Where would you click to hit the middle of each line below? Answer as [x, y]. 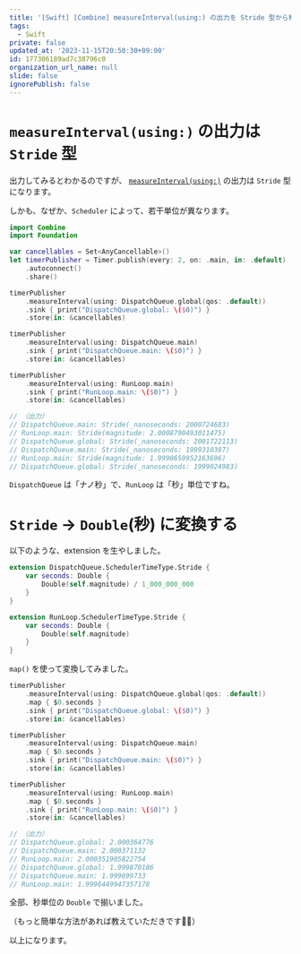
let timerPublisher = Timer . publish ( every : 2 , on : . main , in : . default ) [148, 261]
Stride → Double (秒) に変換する [124, 524]
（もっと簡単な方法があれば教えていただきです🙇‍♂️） [104, 921]
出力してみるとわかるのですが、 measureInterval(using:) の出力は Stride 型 [150, 180]
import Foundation [43, 236]
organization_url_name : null [64, 68]
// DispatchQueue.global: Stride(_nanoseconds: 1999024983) [124, 467]
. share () [42, 277]
